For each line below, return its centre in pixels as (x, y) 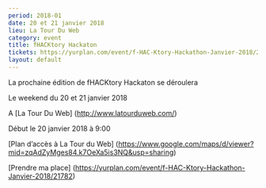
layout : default (35, 60)
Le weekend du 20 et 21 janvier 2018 (68, 98)
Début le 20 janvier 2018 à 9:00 (59, 129)
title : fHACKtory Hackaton (53, 45)
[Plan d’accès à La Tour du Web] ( (63, 144)
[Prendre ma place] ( (42, 167)
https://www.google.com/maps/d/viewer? (186, 144)
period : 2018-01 (35, 15)
